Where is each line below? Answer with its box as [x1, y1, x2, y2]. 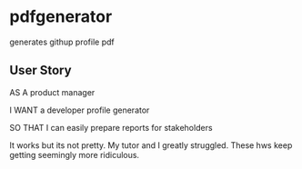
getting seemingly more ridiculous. [9, 149, 139, 160]
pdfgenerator [9, 6, 113, 27]
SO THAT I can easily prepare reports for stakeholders [9, 122, 213, 133]
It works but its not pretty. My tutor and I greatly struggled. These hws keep [9, 139, 293, 151]
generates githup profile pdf [9, 36, 116, 47]
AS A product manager [9, 86, 96, 97]
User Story [9, 63, 72, 78]
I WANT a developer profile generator [9, 104, 150, 115]
